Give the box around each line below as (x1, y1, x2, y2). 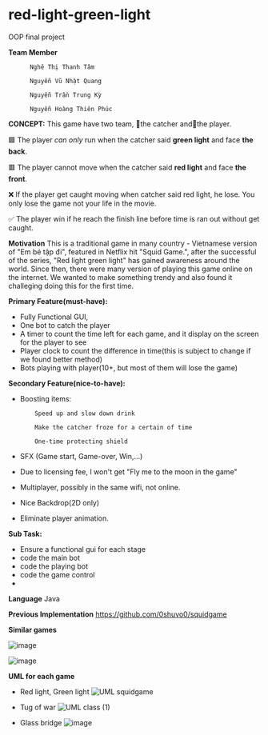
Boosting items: (19, 393, 72, 403)
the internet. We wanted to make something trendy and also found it (8, 272, 233, 282)
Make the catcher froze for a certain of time (34, 423, 193, 431)
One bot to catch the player (19, 320, 110, 330)
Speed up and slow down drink (34, 409, 135, 417)
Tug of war (19, 702, 56, 712)
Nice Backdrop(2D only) (19, 497, 100, 507)
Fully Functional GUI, (19, 312, 89, 322)
